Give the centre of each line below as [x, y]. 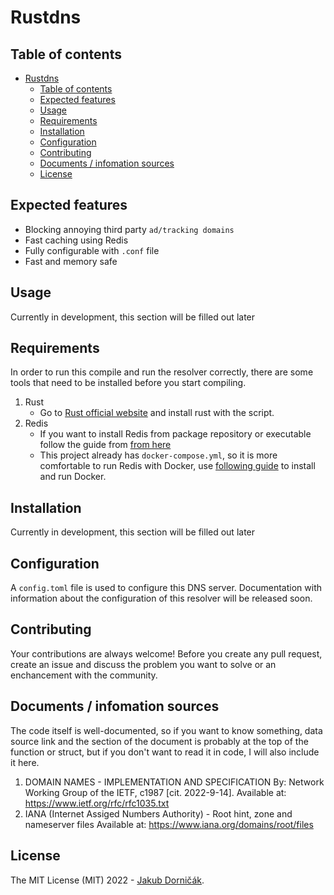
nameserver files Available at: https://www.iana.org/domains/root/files [169, 824]
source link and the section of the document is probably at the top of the [159, 741]
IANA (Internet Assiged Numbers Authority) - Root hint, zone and [158, 813]
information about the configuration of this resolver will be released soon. [161, 598]
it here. [25, 762]
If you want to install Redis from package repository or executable [175, 434]
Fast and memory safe [71, 261]
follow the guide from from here [105, 445]
